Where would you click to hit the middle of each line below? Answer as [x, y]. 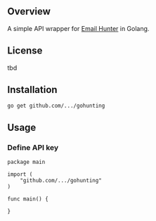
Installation [32, 90]
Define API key [33, 147]
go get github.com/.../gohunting [56, 106]
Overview [29, 12]
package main [26, 162]
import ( [20, 175]
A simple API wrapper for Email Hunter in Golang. [78, 28]
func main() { [28, 199]
